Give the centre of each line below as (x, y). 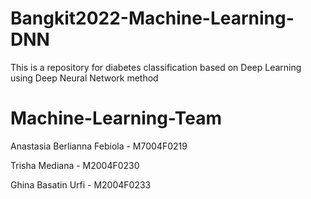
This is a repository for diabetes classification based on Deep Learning (156, 67)
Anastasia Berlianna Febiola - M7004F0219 (99, 146)
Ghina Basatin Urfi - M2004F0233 (81, 184)
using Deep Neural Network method (84, 78)
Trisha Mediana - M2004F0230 (75, 165)
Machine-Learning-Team (116, 118)
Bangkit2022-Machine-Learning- (152, 18)
